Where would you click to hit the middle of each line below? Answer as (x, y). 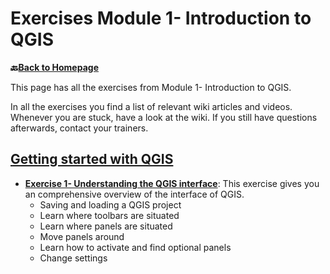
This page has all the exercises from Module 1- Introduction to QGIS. (151, 87)
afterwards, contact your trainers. (79, 128)
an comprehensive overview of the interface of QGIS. (134, 194)
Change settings (73, 258)
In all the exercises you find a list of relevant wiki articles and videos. (151, 106)
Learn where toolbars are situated (109, 215)
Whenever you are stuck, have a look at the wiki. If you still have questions (164, 117)
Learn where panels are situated (106, 226)
